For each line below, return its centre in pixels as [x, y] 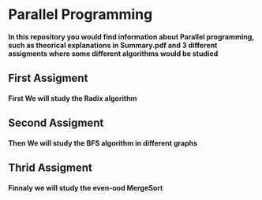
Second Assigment [56, 123]
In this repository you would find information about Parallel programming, [131, 36]
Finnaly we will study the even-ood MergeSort [86, 187]
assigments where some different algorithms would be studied [113, 54]
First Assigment [48, 78]
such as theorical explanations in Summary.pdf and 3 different [113, 45]
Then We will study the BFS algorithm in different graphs [103, 143]
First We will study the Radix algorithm [73, 98]
